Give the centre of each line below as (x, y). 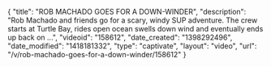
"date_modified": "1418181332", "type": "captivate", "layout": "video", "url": (132, 46)
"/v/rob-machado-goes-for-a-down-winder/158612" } (97, 54)
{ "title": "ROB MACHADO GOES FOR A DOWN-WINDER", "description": (127, 12)
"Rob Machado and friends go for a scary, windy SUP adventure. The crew (133, 20)
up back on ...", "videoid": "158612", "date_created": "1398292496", (120, 37)
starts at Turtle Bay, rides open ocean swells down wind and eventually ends (135, 29)
